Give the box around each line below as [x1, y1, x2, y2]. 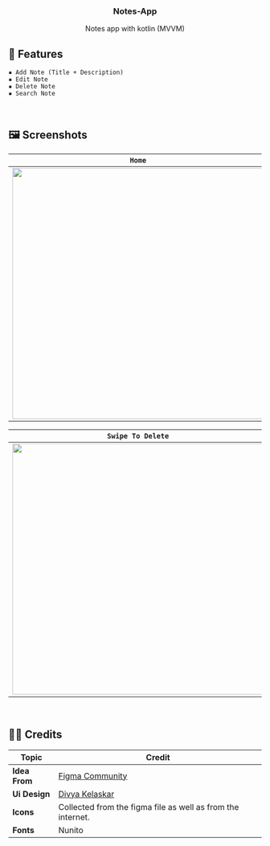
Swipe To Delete [107, 431, 170, 440]
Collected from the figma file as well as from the [58, 801, 239, 812]
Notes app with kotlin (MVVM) [85, 24, 185, 34]
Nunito [58, 824, 84, 836]
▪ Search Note [8, 90, 56, 98]
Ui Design [12, 788, 51, 799]
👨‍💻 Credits [8, 728, 63, 742]
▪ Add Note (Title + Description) [8, 68, 125, 77]
